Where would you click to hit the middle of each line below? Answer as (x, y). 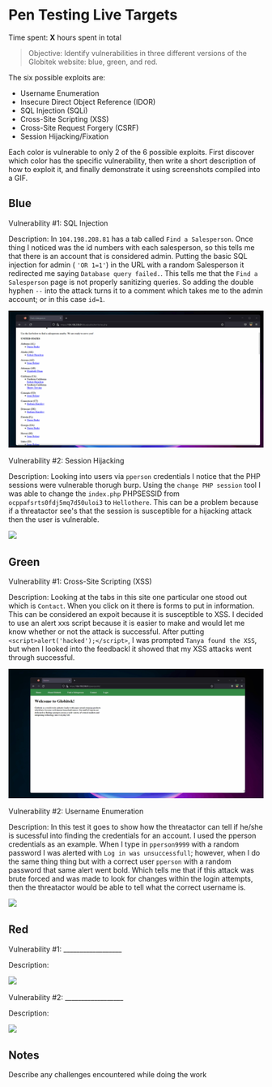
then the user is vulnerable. (54, 520)
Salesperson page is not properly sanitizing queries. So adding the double (131, 282)
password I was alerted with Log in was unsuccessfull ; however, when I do (134, 852)
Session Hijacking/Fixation (64, 136)
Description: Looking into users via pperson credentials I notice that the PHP (134, 477)
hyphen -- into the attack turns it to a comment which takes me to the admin (136, 291)
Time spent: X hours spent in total (65, 37)
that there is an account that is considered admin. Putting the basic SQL (128, 256)
